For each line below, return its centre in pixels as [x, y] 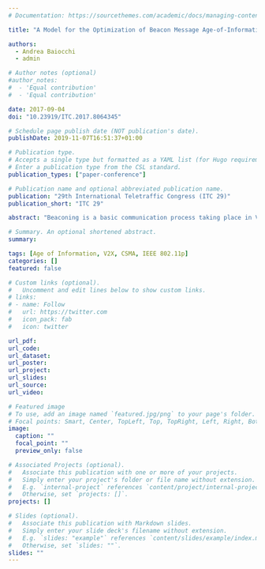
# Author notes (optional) [52, 73]
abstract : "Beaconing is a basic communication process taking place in [130, 218]
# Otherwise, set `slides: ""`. [65, 545]
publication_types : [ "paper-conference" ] [77, 175]
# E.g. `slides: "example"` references [77, 538]
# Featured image [37, 407]
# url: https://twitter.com [58, 312]
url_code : [24, 349]
